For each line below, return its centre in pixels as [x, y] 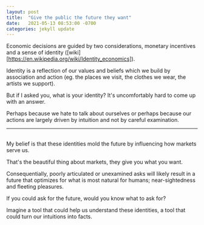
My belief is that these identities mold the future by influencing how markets [101, 144]
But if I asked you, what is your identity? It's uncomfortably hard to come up [101, 95]
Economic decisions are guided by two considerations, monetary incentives [101, 46]
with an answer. [26, 102]
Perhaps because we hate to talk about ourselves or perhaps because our [99, 113]
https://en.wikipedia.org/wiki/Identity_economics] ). [72, 59]
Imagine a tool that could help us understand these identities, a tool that [96, 210]
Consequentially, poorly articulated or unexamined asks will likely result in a [101, 174]
